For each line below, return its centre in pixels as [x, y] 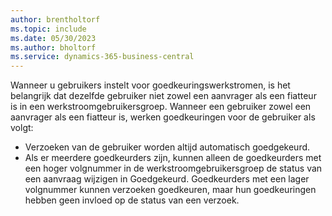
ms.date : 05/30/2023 [53, 38]
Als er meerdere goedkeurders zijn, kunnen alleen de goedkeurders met [173, 158]
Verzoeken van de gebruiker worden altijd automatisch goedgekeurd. [167, 147]
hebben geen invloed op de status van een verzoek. [132, 200]
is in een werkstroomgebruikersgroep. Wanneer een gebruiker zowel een [161, 107]
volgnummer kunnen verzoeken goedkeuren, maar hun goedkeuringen [170, 190]
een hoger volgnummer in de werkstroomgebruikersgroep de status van [173, 168]
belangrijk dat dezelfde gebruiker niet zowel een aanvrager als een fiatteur [163, 96]
